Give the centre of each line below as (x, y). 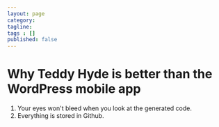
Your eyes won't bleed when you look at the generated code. (105, 108)
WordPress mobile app (74, 89)
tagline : (20, 27)
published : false (32, 40)
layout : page (26, 14)
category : (22, 20)
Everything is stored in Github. (60, 116)
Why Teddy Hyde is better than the (110, 74)
